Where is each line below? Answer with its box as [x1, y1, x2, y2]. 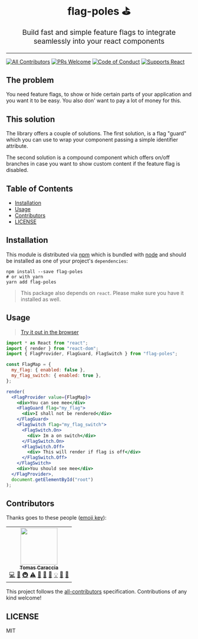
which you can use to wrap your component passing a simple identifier [6, 136, 179, 144]
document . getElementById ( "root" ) [11, 476, 94, 482]
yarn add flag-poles [6, 279, 57, 285]
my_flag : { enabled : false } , [11, 367, 85, 373]
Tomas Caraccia [19, 565, 59, 571]
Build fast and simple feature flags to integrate [22, 28, 176, 37]
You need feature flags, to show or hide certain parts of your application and [6, 91, 192, 98]
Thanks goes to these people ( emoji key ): [6, 514, 107, 521]
